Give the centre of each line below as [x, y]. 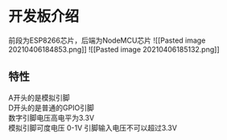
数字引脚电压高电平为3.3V [52, 117]
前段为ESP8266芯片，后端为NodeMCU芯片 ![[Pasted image [107, 40]
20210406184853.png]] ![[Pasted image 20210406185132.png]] [114, 49]
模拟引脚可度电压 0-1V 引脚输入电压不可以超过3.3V [93, 128]
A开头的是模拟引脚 [39, 97]
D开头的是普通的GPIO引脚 [51, 107]
